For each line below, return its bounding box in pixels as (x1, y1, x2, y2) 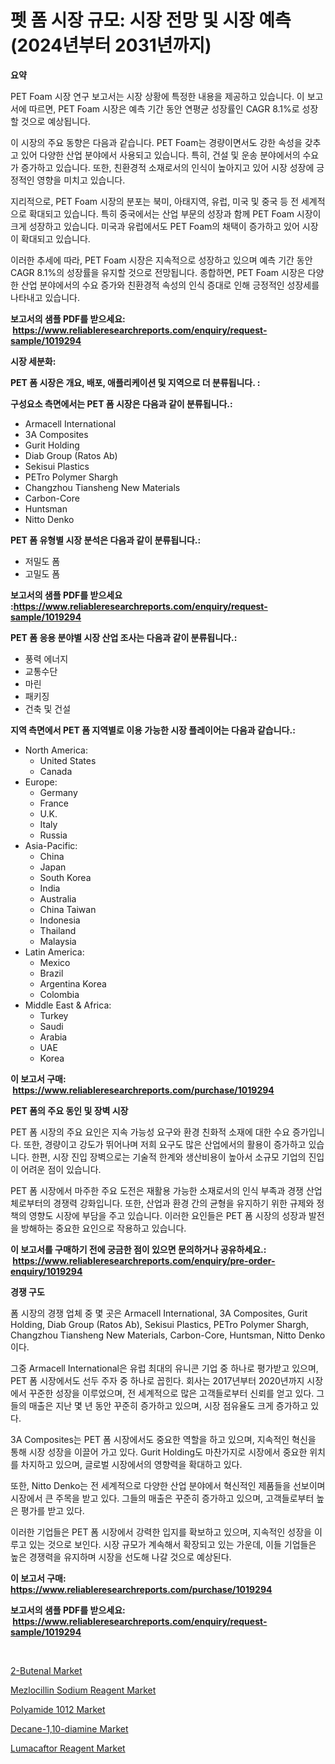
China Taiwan (39, 903, 97, 915)
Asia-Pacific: (24, 839, 78, 851)
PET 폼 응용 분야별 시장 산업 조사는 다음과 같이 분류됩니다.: (10, 631, 238, 643)
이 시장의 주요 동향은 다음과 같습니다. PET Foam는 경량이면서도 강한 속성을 (10, 136, 303, 148)
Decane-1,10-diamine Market (10, 1722, 129, 1735)
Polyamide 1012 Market (10, 1703, 106, 1715)
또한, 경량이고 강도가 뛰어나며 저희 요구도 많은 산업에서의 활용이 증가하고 (23, 1138, 307, 1150)
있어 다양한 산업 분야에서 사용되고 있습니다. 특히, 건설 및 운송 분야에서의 (20, 149, 301, 161)
